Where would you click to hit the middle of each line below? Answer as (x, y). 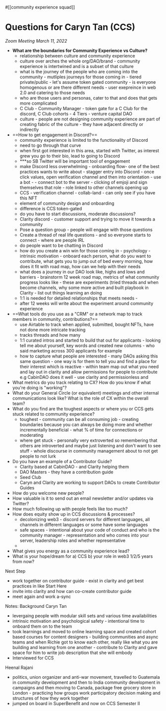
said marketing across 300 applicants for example (71, 351)
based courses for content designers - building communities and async (85, 637)
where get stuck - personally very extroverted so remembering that (88, 440)
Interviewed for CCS (33, 658)
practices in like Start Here (39, 586)
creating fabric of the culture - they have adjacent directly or (82, 124)
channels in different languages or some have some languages (84, 525)
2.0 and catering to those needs (52, 92)
